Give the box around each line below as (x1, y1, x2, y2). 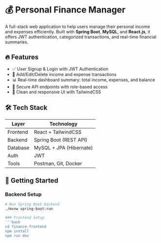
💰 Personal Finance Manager (5, 4, 126, 15)
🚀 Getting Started (5, 176, 59, 184)
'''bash (5, 219, 21, 225)
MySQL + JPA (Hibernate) (33, 144, 93, 151)
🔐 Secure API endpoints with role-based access (12, 84, 108, 90)
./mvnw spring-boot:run (5, 207, 53, 212)
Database (7, 144, 30, 151)
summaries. (5, 39, 29, 45)
